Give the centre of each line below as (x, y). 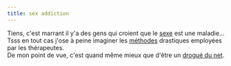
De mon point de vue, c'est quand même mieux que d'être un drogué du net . (116, 55)
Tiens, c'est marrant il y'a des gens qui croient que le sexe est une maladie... (116, 33)
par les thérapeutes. (36, 47)
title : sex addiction (38, 13)
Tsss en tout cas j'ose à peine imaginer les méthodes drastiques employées (114, 40)
